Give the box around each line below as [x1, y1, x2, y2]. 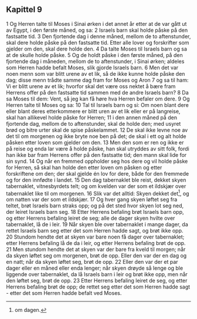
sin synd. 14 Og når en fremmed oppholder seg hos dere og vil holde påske [6, 157, 188, 164]
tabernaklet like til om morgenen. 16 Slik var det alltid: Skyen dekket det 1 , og [6, 189, 189, 197]
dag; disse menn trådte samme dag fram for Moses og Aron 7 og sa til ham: [6, 76, 189, 83]
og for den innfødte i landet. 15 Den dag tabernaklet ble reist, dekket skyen [6, 176, 186, 183]
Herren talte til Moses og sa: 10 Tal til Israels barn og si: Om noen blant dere [6, 101, 189, 108]
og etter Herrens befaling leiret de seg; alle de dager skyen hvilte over [6, 214, 175, 222]
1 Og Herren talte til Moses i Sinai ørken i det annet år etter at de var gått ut [6, 20, 187, 27]
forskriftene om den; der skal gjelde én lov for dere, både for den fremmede [6, 170, 189, 177]
